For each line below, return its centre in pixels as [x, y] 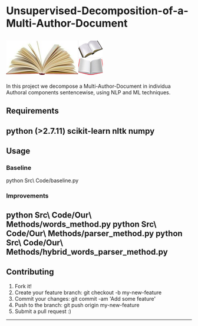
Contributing [30, 272]
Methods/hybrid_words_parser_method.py [87, 252]
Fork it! [23, 286]
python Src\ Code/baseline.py [42, 180]
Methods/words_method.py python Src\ [81, 224]
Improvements [27, 196]
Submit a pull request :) [43, 311]
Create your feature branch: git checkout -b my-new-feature [88, 292]
